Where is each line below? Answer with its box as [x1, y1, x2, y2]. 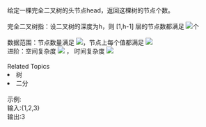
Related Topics [7, 62, 50, 70]
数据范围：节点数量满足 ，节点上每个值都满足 [7, 38, 144, 46]
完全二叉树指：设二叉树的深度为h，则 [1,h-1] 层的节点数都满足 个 [7, 22, 200, 31]
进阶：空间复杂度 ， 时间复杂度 [7, 47, 105, 55]
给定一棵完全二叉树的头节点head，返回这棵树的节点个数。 [7, 6, 175, 15]
